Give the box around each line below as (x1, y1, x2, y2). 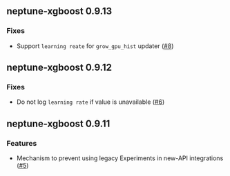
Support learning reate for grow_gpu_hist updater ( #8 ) (16, 41, 174, 50)
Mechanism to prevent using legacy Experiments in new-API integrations (16, 154, 224, 162)
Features (6, 138, 37, 148)
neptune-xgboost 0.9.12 (6, 62, 112, 74)
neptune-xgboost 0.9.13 (6, 5, 113, 17)
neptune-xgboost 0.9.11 (6, 118, 111, 129)
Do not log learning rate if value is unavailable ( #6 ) (16, 98, 165, 106)
